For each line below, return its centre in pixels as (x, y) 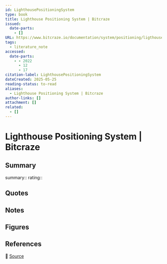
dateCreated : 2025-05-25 (31, 79)
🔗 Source (14, 256)
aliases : (14, 89)
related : (14, 107)
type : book (16, 14)
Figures (17, 227)
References (23, 244)
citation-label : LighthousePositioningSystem (53, 75)
